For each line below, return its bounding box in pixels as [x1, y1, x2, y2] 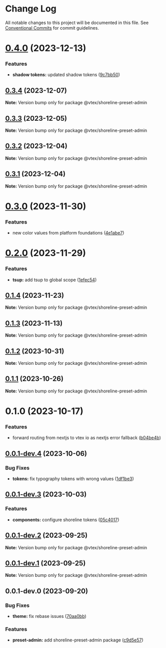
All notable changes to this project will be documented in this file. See [5, 20, 149, 26]
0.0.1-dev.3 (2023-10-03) [5, 490, 87, 499]
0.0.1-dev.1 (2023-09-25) [5, 559, 86, 567]
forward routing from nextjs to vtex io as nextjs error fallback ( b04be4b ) [12, 435, 161, 441]
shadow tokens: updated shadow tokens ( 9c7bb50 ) [12, 72, 120, 78]
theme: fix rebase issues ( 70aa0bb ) [12, 613, 86, 619]
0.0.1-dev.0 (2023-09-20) [5, 587, 88, 595]
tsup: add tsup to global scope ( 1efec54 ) [12, 277, 97, 283]
